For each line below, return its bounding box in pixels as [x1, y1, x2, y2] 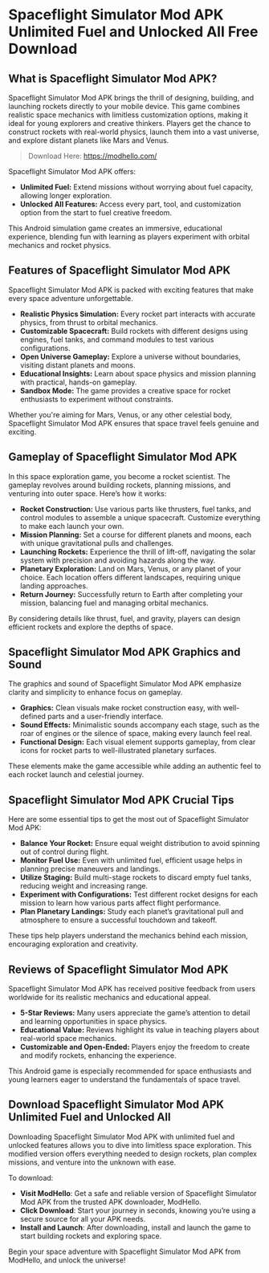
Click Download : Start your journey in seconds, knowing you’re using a [19, 1206, 256, 1215]
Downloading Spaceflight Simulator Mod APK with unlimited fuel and [8, 1132, 235, 1141]
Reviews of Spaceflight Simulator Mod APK [8, 962, 229, 976]
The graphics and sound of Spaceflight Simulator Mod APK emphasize [8, 679, 243, 689]
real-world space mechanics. [19, 1034, 117, 1043]
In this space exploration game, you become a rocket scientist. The [8, 471, 230, 481]
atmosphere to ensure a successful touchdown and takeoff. [19, 915, 218, 925]
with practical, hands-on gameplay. [19, 377, 137, 387]
